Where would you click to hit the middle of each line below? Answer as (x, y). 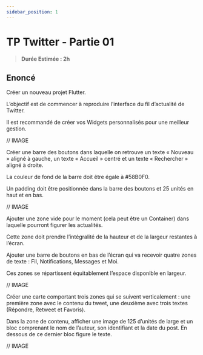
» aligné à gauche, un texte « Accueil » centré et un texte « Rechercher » (97, 159)
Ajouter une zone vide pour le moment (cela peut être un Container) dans (98, 218)
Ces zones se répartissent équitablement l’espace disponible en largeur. (96, 273)
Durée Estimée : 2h (45, 59)
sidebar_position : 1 (32, 12)
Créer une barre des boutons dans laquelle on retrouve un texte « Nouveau (100, 152)
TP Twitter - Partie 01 (60, 42)
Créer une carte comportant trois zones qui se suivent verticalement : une (98, 297)
